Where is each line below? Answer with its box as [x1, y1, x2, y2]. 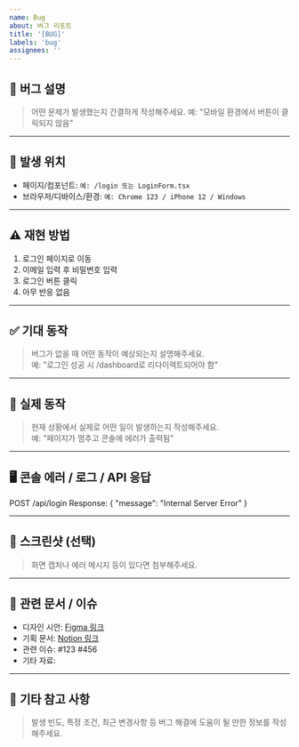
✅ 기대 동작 [9, 323, 69, 338]
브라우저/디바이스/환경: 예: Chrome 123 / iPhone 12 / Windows [21, 190, 246, 201]
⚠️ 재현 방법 [9, 228, 70, 243]
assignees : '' [9, 46, 62, 55]
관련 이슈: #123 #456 [21, 644, 98, 655]
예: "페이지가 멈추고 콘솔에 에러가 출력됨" [30, 433, 174, 444]
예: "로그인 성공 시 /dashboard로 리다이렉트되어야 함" [30, 359, 219, 370]
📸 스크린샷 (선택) [9, 534, 96, 550]
